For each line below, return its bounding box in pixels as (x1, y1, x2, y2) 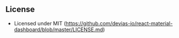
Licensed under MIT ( (13, 20, 66, 26)
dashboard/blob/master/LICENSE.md (13, 26, 104, 33)
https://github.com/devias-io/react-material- (66, 20, 173, 26)
